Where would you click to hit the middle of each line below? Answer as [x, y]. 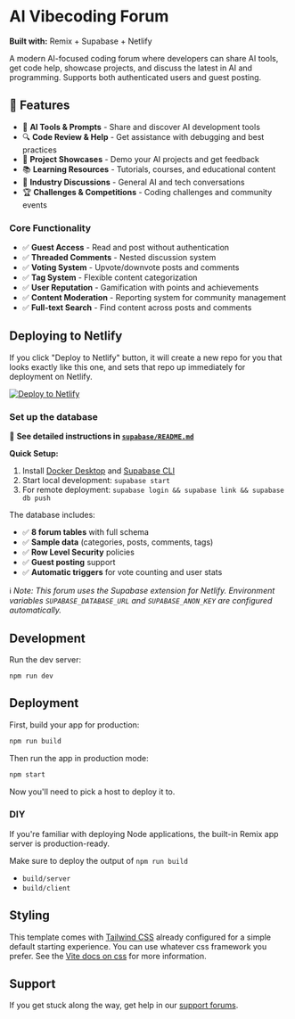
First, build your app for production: [74, 725]
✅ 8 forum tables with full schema [86, 532]
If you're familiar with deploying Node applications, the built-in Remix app [144, 834]
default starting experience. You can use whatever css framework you [138, 946]
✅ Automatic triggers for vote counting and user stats [122, 572]
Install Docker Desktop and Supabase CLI [98, 471]
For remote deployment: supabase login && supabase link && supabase [153, 490]
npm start [28, 774]
